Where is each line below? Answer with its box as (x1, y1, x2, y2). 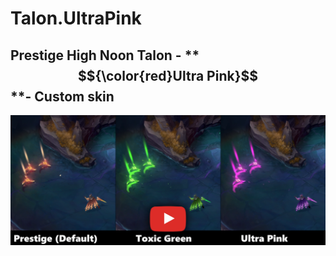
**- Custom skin (10, 88, 115, 105)
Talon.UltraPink (10, 7, 142, 30)
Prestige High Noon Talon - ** (10, 47, 200, 64)
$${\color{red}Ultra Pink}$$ (78, 67, 258, 84)
